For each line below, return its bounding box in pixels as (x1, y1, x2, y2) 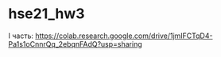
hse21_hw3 (8, 5, 85, 23)
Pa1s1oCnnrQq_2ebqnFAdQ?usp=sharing (8, 39, 143, 48)
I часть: (8, 31, 34, 40)
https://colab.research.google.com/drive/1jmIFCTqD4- (35, 31, 213, 40)
